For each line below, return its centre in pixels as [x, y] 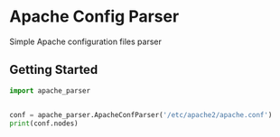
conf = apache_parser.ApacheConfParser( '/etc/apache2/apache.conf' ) [141, 114]
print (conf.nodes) [44, 123]
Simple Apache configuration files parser [86, 41]
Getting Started [54, 70]
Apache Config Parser [94, 17]
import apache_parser [50, 91]
